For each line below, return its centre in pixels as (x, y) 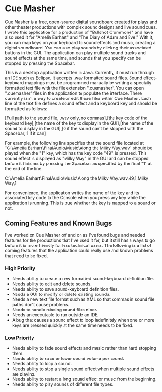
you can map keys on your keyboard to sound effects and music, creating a (81, 42)
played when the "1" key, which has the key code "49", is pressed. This (76, 153)
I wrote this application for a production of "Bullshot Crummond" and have (79, 32)
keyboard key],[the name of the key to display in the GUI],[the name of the (79, 123)
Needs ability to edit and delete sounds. (52, 284)
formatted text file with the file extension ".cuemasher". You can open (74, 88)
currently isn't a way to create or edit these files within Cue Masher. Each (78, 98)
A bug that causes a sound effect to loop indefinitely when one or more (83, 320)
